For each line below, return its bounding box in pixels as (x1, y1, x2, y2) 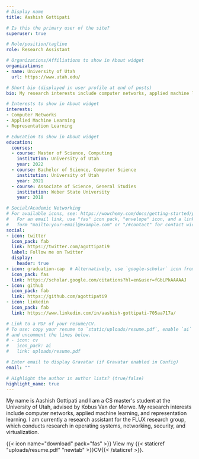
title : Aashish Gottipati (6, 14, 70, 20)
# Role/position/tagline (6, 41, 68, 48)
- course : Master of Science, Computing (11, 150, 113, 156)
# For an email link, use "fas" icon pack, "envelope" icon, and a (6, 216, 182, 222)
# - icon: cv (6, 337, 38, 343)
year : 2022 (17, 162, 44, 167)
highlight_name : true (6, 381, 60, 387)
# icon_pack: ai (6, 343, 52, 349)
